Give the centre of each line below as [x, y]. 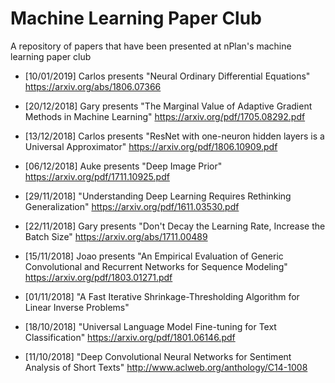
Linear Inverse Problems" [77, 307]
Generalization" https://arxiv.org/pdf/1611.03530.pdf [132, 206]
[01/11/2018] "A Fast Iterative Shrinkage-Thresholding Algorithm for [162, 296]
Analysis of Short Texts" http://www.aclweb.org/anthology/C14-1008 [166, 367]
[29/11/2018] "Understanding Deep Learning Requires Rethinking [158, 196]
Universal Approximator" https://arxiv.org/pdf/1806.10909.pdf [151, 146]
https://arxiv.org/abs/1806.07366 [93, 86]
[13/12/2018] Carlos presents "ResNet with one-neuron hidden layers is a [174, 136]
